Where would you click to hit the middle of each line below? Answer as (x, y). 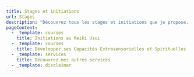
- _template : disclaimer (41, 65)
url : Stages (20, 17)
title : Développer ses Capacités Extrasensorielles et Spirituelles (101, 49)
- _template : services (39, 54)
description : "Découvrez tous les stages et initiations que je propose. (98, 22)
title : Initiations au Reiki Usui (58, 38)
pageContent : (22, 27)
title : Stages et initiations (43, 11)
